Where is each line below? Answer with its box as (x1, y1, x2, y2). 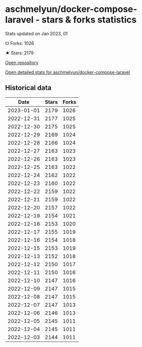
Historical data (5, 84, 52, 92)
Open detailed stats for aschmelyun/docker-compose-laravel (5, 69, 130, 75)
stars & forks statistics (41, 14, 137, 25)
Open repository (5, 59, 39, 65)
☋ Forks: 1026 (5, 40, 34, 46)
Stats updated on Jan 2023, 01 (5, 30, 68, 36)
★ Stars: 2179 (5, 50, 34, 56)
